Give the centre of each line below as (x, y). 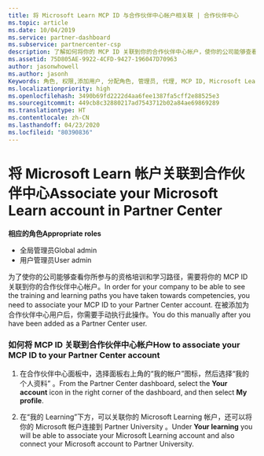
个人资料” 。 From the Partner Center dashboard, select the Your (123, 383)
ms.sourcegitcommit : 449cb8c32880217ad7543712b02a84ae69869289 (114, 103)
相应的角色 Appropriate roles (55, 234)
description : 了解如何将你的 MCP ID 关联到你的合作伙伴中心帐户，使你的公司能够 (127, 52)
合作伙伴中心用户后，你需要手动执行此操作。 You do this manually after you (130, 314)
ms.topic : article (38, 23)
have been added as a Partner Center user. (78, 323)
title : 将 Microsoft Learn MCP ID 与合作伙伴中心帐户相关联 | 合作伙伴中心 (124, 15)
